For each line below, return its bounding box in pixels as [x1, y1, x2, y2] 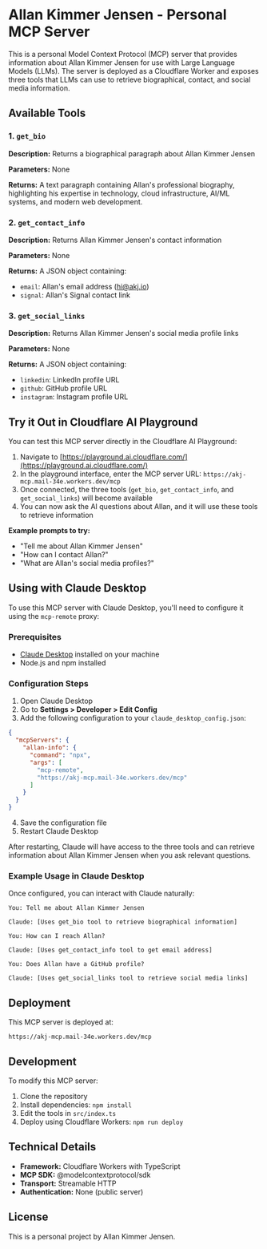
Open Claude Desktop [19, 696, 94, 706]
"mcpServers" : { [15, 736, 70, 745]
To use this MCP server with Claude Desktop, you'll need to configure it [8, 603, 244, 612]
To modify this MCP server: [8, 1076, 98, 1085]
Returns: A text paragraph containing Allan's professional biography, [8, 180, 235, 189]
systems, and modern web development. [8, 196, 143, 206]
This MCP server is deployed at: [8, 1017, 114, 1027]
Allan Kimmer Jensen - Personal [8, 6, 227, 24]
